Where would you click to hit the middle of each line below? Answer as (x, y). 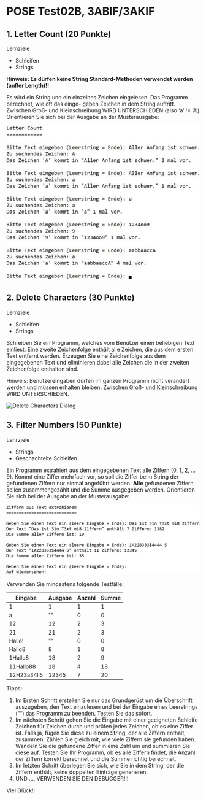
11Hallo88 (22, 666)
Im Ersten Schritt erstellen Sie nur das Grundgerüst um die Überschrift (104, 700)
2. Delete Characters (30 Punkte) (71, 298)
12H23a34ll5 (26, 675)
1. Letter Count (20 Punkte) (59, 34)
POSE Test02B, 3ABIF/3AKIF (81, 11)
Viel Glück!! (21, 790)
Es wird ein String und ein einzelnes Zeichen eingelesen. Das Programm (97, 97)
